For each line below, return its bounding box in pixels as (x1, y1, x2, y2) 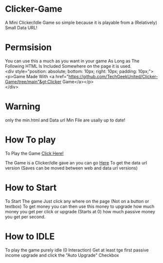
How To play (5, 134, 56, 145)
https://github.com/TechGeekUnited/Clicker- (68, 73, 158, 79)
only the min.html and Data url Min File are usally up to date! (5, 117, 126, 123)
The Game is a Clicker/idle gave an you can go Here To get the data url (5, 160, 147, 165)
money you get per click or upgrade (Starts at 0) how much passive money (5, 208, 156, 214)
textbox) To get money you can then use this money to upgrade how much (5, 203, 155, 209)
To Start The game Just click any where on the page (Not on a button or (5, 198, 149, 204)
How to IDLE (5, 231, 55, 242)
